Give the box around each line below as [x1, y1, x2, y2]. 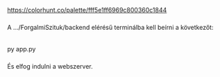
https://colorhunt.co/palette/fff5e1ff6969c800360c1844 [7, 6, 167, 14]
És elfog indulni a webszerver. [7, 62, 93, 70]
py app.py [7, 44, 36, 53]
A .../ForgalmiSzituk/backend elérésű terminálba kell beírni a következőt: [7, 24, 214, 32]
